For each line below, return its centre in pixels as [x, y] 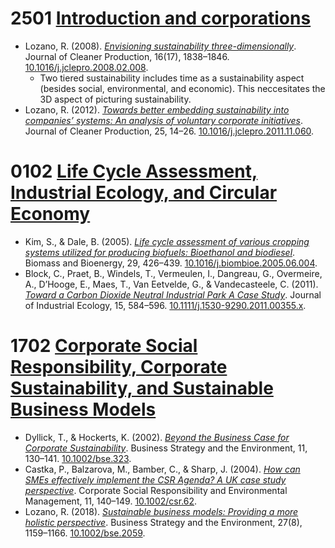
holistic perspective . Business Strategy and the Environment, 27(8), [163, 522]
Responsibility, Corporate [119, 367]
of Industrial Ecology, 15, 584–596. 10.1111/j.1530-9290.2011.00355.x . [165, 305]
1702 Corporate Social [104, 346]
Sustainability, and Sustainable [142, 388]
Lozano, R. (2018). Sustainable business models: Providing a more [161, 511]
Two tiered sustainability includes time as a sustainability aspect [172, 78]
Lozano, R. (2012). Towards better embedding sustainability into [157, 109]
